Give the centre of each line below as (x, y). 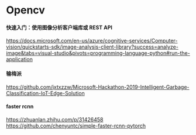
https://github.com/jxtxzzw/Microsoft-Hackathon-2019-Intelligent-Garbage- (98, 87)
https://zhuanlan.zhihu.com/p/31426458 (55, 119)
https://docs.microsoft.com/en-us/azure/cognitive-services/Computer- (92, 41)
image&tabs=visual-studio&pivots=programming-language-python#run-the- (98, 53)
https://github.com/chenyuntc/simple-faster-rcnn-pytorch (76, 126)
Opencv (26, 10)
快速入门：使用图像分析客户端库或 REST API (59, 27)
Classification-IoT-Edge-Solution (45, 93)
